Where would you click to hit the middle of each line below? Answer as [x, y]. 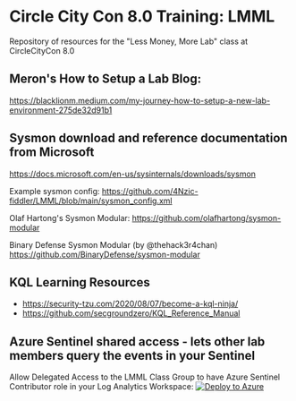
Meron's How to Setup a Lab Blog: [106, 79]
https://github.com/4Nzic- [150, 191]
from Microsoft [52, 153]
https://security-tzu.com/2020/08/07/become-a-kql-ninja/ [130, 304]
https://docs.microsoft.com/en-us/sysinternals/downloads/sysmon [133, 174]
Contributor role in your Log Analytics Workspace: [101, 387]
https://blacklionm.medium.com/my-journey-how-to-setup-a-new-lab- [140, 100]
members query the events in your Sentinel [132, 355]
